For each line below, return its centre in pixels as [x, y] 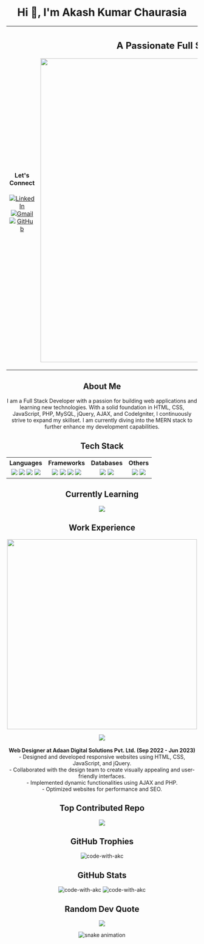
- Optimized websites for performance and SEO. [102, 789]
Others [139, 463]
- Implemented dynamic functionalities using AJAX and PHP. [102, 782]
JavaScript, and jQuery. [102, 763]
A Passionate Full [155, 45]
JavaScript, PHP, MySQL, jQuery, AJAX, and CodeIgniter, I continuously [102, 414]
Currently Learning [102, 494]
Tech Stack [102, 446]
